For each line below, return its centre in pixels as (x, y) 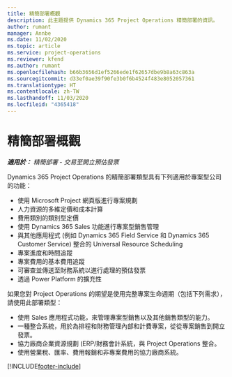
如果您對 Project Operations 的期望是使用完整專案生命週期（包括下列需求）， (117, 293)
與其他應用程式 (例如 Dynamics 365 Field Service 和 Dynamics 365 (113, 235)
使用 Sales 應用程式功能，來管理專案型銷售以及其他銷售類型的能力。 (115, 317)
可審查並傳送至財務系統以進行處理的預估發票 (82, 270)
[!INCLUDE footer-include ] (44, 366)
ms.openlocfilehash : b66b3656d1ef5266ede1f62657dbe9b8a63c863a (101, 72)
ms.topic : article (34, 46)
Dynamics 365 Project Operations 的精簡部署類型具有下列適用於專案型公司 (114, 177)
